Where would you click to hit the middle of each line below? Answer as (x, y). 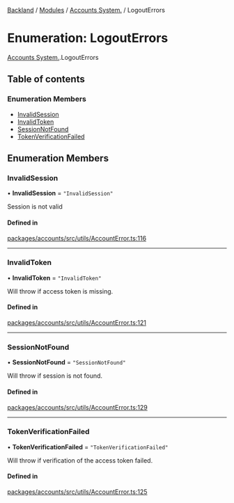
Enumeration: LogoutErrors (88, 38)
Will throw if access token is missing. (60, 291)
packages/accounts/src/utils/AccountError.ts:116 (77, 238)
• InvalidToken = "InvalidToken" (55, 278)
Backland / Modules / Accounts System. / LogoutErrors (86, 10)
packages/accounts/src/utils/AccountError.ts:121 (77, 323)
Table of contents (46, 79)
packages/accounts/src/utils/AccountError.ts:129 (77, 407)
